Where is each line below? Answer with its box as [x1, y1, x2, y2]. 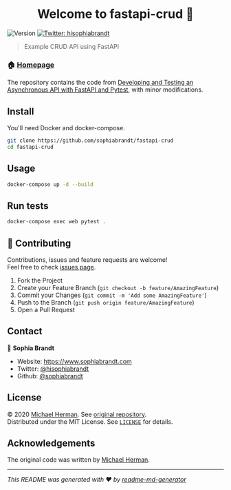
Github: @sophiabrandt [16, 371, 84, 380]
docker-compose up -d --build [7, 181, 94, 188]
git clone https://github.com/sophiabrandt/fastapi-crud [7, 137, 174, 144]
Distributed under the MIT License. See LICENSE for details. [7, 417, 173, 426]
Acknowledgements [7, 438, 96, 449]
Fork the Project [16, 276, 63, 285]
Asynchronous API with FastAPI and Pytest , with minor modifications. [7, 85, 203, 94]
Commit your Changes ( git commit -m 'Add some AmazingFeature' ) [16, 291, 208, 299]
